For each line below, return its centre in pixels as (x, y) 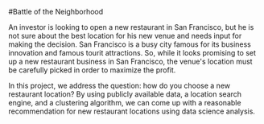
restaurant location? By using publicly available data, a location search (125, 94)
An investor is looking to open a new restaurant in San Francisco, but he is (131, 27)
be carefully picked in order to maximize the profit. (92, 70)
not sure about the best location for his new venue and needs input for (125, 36)
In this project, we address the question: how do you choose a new (120, 85)
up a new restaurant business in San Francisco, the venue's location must (130, 61)
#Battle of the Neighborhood (56, 12)
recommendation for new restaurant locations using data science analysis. (132, 111)
